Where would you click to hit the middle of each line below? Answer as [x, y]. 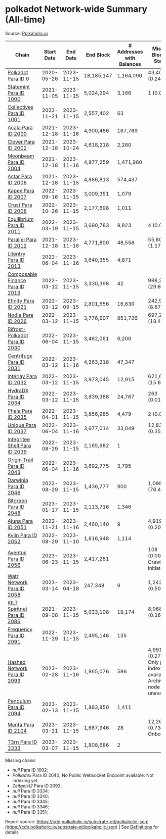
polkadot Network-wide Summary [76, 9]
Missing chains [21, 760]
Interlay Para [22, 376]
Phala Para [20, 411]
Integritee [19, 439]
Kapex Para [21, 191]
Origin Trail [20, 460]
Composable [22, 274]
